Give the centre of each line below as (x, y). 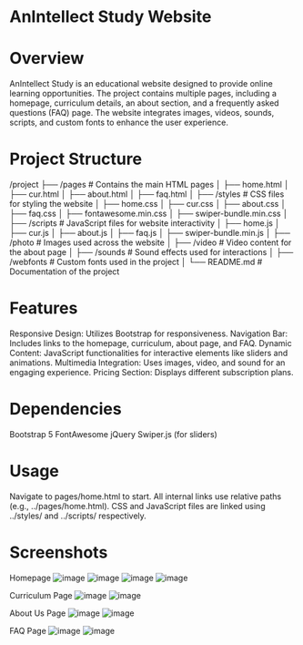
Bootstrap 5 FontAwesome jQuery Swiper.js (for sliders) (114, 434)
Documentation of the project (65, 271)
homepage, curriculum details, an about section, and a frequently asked (144, 103)
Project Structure (76, 159)
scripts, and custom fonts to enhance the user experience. (119, 123)
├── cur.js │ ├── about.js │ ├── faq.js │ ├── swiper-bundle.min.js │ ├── (150, 233)
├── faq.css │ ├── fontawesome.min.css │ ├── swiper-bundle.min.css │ (149, 214)
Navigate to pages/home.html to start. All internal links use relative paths (146, 496)
